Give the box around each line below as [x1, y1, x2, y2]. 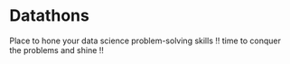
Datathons [9, 5, 90, 26]
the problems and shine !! [9, 44, 104, 55]
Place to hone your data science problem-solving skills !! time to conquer [9, 35, 282, 46]
